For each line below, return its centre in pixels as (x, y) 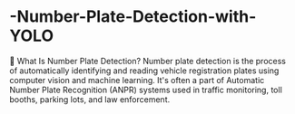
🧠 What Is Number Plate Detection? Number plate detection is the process (147, 61)
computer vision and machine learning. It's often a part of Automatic (137, 80)
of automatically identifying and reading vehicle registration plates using (144, 71)
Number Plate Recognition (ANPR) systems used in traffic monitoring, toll (146, 90)
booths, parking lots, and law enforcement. (90, 99)
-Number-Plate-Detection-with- (133, 17)
